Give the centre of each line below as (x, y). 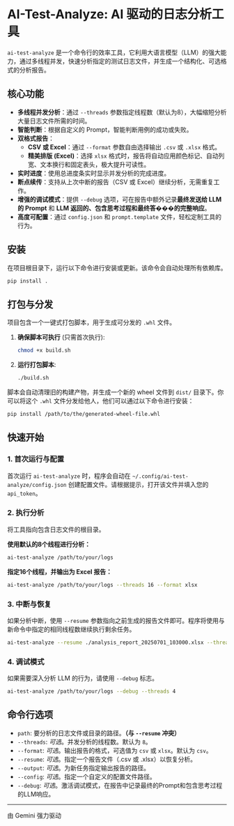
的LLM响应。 (36, 794)
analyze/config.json (37, 485)
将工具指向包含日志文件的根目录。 (56, 529)
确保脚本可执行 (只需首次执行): (61, 337)
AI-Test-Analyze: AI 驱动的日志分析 (110, 14)
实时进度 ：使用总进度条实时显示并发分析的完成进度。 (94, 173)
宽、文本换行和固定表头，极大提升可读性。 (89, 164)
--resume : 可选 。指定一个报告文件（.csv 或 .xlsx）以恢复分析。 (107, 759)
